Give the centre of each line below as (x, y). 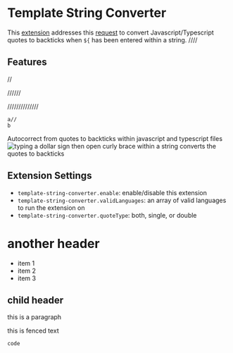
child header (36, 300)
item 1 (26, 263)
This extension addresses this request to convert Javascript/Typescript (111, 32)
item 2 (27, 271)
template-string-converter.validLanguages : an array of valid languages (122, 200)
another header (53, 243)
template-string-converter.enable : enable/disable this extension (112, 192)
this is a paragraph (34, 317)
